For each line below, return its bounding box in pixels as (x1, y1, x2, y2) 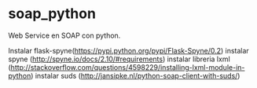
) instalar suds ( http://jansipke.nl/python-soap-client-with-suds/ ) (30, 71, 240, 80)
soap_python (8, 5, 97, 23)
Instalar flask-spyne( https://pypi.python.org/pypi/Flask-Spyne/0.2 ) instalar (8, 46, 249, 55)
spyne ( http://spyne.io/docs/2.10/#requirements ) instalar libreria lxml (8, 54, 230, 64)
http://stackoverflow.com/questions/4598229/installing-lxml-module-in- (10, 62, 245, 71)
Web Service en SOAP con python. (8, 31, 121, 40)
